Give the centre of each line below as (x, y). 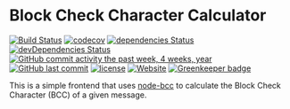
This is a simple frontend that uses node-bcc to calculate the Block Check (145, 85)
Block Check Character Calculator (138, 16)
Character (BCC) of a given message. (78, 95)
